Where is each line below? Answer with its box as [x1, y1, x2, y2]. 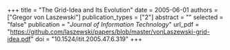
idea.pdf [7, 35, 31, 43]
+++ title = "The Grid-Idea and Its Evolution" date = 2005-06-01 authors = [7, 6, 218, 14]
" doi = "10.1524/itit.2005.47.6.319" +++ [30, 35, 143, 43]
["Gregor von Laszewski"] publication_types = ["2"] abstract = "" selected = [7, 13, 224, 21]
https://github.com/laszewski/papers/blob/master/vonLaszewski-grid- [10, 27, 211, 36]
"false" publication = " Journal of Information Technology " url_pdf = [7, 21, 200, 28]
